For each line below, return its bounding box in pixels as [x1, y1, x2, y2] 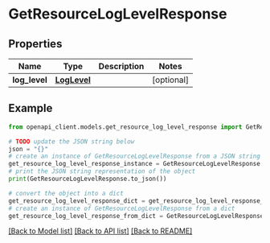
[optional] [152, 74, 189, 85]
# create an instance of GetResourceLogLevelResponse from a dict [8, 204, 235, 212]
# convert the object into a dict [8, 189, 125, 197]
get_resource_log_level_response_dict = [8, 196, 146, 205]
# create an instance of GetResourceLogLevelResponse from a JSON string [8, 152, 261, 161]
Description [98, 61, 145, 72]
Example [8, 101, 53, 115]
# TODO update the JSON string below [8, 138, 135, 146]
